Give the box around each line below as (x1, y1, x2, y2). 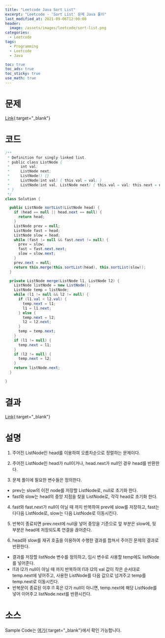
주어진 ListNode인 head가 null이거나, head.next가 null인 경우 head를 (12, 460, 147, 466)
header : (5, 21, 21, 26)
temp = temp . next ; (18, 329, 56, 334)
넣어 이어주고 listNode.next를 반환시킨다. (12, 591, 92, 597)
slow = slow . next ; (18, 251, 56, 256)
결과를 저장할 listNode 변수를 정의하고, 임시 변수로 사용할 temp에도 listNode (12, 554, 160, 560)
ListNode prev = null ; (14, 223, 60, 228)
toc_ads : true (5, 67, 34, 71)
